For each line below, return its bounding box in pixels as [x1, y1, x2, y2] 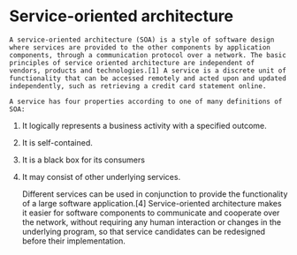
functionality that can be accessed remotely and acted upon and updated [9, 73, 287, 83]
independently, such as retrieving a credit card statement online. [9, 81, 267, 90]
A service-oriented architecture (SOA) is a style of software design [9, 35, 275, 44]
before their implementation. [21, 236, 126, 246]
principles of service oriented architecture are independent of [9, 58, 255, 67]
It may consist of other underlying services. [21, 171, 181, 182]
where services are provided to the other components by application [9, 42, 271, 52]
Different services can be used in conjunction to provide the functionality [21, 188, 288, 199]
